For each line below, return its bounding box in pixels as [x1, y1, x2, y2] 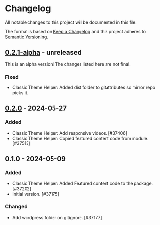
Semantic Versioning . [5, 34, 48, 40]
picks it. [12, 90, 28, 96]
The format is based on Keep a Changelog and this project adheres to [5, 28, 146, 34]
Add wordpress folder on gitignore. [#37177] [12, 214, 102, 220]
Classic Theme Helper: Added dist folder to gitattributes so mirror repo [12, 84, 156, 91]
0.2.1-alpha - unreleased [5, 48, 82, 56]
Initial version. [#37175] [12, 191, 60, 197]
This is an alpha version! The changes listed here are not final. [5, 61, 131, 67]
